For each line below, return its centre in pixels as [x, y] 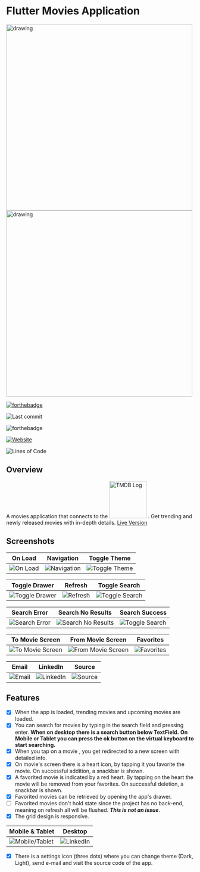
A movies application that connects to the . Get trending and [99, 516]
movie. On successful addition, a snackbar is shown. [79, 771]
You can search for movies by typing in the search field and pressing [99, 725]
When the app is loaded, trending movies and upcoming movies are [98, 712]
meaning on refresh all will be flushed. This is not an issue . [87, 810]
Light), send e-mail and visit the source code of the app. [84, 862]
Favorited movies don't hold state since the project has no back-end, [99, 803]
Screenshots [30, 541]
